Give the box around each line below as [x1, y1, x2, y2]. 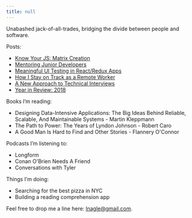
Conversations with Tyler [14, 164, 76, 171]
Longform [14, 151, 39, 158]
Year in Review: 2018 [14, 86, 67, 93]
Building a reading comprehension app [14, 193, 110, 200]
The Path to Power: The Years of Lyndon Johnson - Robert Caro [14, 122, 172, 129]
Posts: [6, 43, 22, 50]
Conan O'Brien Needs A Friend [14, 157, 91, 164]
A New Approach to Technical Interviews [14, 80, 115, 87]
